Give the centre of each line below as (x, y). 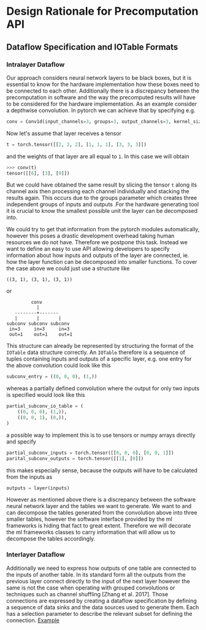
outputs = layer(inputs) (38, 488)
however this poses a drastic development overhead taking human (90, 236)
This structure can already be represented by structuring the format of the (100, 346)
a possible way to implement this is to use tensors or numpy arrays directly (101, 435)
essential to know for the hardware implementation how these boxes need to (103, 84)
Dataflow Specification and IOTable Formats (92, 47)
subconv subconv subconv (38, 324)
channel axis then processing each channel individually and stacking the (98, 191)
